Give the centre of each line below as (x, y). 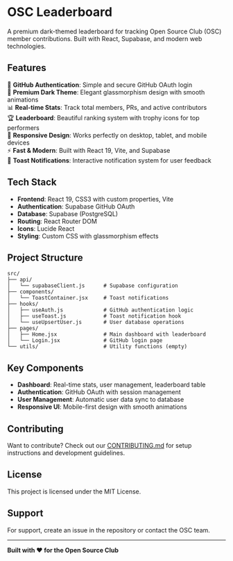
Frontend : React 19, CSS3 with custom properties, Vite (95, 199)
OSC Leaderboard (60, 12)
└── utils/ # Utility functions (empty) (97, 347)
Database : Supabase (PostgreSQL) (68, 213)
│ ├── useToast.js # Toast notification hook (94, 316)
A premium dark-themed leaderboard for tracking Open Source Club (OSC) (114, 31)
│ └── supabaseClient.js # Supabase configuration (93, 286)
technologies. (27, 46)
